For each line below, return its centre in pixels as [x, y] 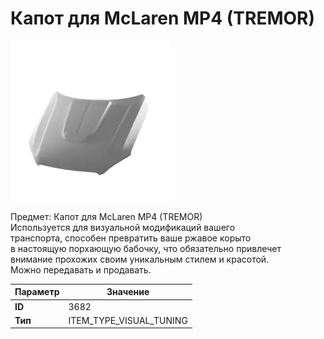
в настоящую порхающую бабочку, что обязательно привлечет [146, 248]
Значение [128, 292]
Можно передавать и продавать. [81, 269]
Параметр [37, 292]
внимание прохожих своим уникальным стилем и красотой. [140, 259]
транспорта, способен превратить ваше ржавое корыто [131, 238]
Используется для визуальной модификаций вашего [123, 227]
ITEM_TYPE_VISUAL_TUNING [128, 320]
